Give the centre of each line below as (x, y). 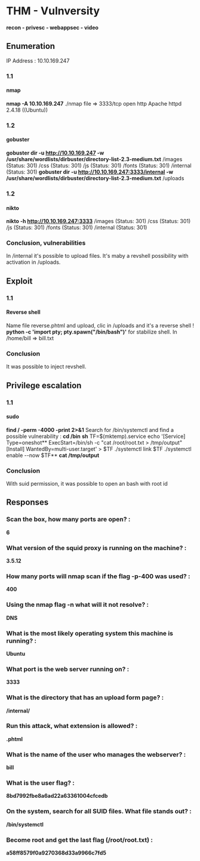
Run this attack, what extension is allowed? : (72, 726)
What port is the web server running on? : (68, 669)
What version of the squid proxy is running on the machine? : (96, 548)
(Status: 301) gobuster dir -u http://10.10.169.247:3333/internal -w (90, 172)
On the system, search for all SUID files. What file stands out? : (99, 811)
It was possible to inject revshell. (46, 367)
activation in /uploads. (33, 262)
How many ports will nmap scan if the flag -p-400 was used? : (98, 576)
